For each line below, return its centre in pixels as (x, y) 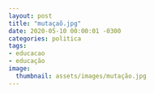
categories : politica (45, 38)
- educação (27, 61)
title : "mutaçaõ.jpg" (45, 23)
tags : (17, 46)
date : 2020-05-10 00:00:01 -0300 (65, 31)
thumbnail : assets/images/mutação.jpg (81, 76)
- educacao (27, 53)
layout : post (30, 16)
